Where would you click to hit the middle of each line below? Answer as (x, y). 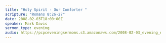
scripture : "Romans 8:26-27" (35, 14)
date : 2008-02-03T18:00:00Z (34, 19)
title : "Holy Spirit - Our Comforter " (46, 10)
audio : (12, 33)
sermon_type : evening (27, 28)
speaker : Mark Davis (26, 23)
